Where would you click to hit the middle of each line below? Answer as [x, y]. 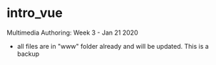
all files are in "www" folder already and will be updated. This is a [113, 46]
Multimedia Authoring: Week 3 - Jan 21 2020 [72, 32]
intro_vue [35, 13]
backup [28, 54]
